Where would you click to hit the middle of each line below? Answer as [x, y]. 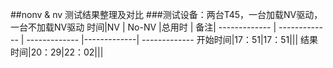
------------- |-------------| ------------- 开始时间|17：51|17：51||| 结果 [172, 39]
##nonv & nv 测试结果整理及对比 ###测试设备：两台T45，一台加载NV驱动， [166, 14]
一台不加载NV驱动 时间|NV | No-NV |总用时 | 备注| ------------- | [143, 27]
